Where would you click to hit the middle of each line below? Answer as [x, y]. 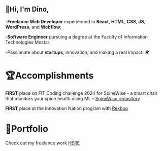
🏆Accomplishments [50, 75]
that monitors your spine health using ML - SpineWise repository [73, 98]
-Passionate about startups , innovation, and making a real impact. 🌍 [77, 52]
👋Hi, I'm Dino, [27, 9]
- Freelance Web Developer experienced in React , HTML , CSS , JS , [75, 21]
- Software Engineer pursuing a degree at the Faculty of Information [77, 36]
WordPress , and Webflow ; [34, 27]
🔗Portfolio [27, 128]
